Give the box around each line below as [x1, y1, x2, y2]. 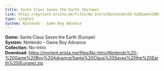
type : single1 [5, 16, 34, 21]
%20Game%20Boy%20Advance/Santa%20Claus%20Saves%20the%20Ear [5, 55, 159, 61]
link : [5, 12, 16, 17]
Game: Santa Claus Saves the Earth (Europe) [5, 34, 96, 40]
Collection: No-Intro [5, 45, 46, 50]
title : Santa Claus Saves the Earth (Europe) [5, 7, 99, 12]
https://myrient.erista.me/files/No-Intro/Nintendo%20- [28, 50, 138, 56]
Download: [5, 50, 28, 56]
